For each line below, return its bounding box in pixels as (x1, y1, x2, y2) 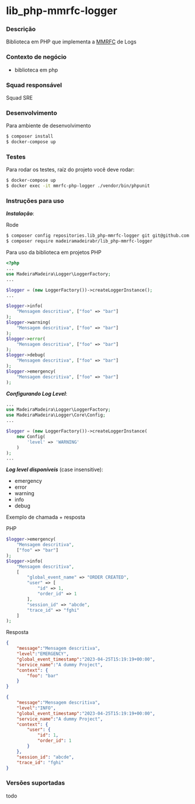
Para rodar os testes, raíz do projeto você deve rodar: (6, 166, 135, 173)
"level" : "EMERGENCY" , (16, 651, 69, 657)
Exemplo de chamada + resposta (6, 514, 86, 521)
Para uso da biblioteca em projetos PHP (6, 249, 102, 256)
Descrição (6, 25, 36, 33)
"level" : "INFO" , (16, 705, 57, 711)
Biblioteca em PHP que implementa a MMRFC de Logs (6, 38, 137, 45)
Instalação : (6, 210, 34, 217)
